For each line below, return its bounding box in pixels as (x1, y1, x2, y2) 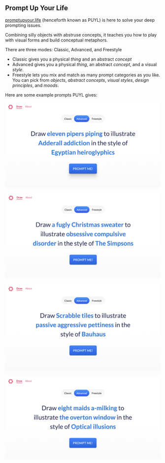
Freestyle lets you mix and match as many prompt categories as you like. (12, 71, 161, 78)
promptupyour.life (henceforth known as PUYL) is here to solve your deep (5, 17, 155, 23)
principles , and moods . (12, 82, 59, 88)
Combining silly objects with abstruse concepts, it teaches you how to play (5, 32, 157, 37)
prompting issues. (5, 22, 42, 28)
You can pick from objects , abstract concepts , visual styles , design (12, 77, 149, 83)
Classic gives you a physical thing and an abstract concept (12, 56, 132, 62)
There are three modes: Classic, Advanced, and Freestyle (5, 46, 122, 52)
